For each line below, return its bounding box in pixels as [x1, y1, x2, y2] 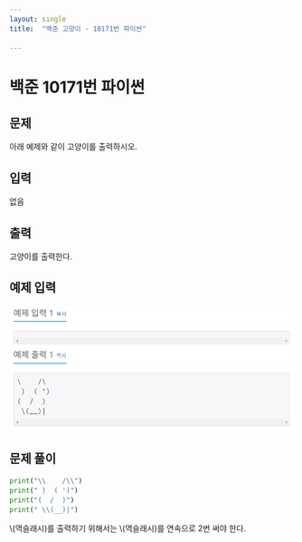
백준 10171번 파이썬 [9, 77, 146, 97]
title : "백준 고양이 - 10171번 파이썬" [9, 24, 146, 34]
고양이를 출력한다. [9, 251, 73, 262]
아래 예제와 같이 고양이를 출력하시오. [9, 141, 137, 152]
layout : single [9, 15, 67, 24]
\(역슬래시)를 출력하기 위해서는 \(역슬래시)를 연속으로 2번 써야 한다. [9, 522, 247, 534]
